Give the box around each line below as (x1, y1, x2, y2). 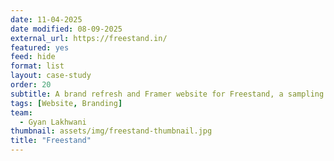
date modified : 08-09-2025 (10, 24, 123, 34)
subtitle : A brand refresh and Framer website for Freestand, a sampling (10, 89, 325, 99)
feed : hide (10, 52, 56, 62)
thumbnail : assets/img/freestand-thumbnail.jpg (10, 126, 213, 136)
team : (10, 107, 33, 118)
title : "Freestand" (10, 136, 92, 146)
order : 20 (10, 80, 52, 90)
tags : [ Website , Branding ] (10, 98, 123, 108)
